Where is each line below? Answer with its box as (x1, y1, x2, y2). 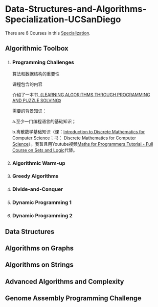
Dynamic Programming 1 (12, 199, 72, 206)
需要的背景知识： (12, 108, 47, 114)
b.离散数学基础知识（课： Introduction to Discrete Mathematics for (12, 128, 145, 134)
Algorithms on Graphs (5, 244, 74, 253)
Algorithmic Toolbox (5, 44, 68, 52)
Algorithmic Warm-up (12, 159, 66, 166)
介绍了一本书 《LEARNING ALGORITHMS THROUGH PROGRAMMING (12, 92, 151, 98)
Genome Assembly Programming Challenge (5, 294, 142, 303)
